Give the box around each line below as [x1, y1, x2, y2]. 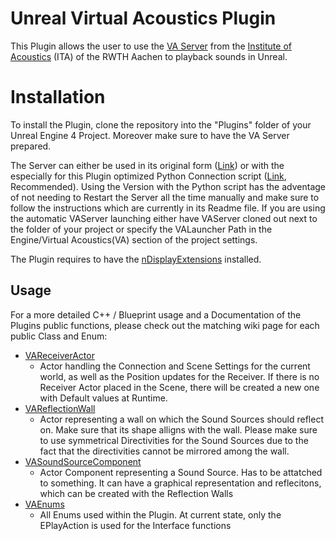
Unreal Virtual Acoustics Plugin [10, 7, 277, 30]
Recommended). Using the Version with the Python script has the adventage [10, 180, 326, 192]
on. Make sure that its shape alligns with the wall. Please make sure [39, 423, 318, 436]
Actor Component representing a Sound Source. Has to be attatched [39, 466, 323, 478]
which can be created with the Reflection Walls [39, 487, 234, 499]
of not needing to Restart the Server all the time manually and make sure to [10, 191, 320, 203]
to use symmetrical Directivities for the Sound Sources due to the [39, 434, 309, 446]
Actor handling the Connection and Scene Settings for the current [39, 360, 311, 372]
